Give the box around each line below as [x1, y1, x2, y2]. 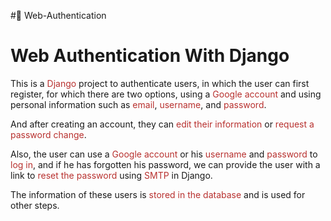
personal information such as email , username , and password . [10, 98, 267, 110]
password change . [10, 128, 87, 140]
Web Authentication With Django [10, 45, 290, 67]
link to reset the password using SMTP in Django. [10, 169, 213, 181]
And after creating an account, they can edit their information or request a [10, 118, 315, 130]
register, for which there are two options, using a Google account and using [10, 88, 322, 100]
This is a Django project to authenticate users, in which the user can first [10, 77, 310, 89]
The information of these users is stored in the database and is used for [10, 188, 306, 200]
